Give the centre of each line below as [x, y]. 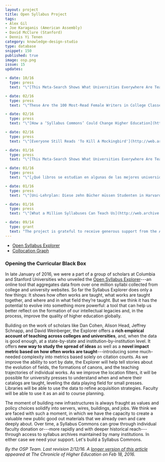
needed [13, 357]
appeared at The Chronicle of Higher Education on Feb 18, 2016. [70, 454]
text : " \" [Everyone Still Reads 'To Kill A [55, 141]
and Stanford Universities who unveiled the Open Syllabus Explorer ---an [78, 279]
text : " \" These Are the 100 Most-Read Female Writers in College [78, 105]
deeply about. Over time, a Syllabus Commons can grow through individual [81, 424]
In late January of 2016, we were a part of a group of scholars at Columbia [80, 274]
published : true [22, 55]
